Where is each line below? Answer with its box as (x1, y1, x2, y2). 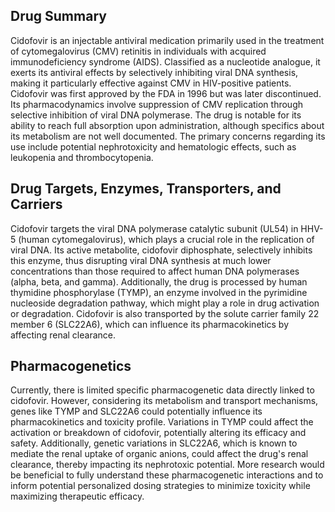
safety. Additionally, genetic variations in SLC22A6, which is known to (10, 437, 298, 449)
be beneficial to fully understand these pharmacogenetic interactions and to (10, 469, 324, 481)
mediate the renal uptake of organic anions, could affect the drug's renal (10, 448, 309, 460)
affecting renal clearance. (10, 329, 116, 341)
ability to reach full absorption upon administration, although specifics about (10, 119, 325, 131)
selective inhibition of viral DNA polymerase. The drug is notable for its (10, 109, 302, 121)
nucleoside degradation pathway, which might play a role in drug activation (10, 297, 320, 309)
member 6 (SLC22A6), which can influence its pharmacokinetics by (10, 318, 290, 330)
